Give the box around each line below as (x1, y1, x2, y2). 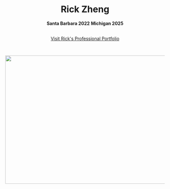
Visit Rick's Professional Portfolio (50, 35, 120, 42)
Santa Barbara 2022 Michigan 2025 (46, 20, 124, 26)
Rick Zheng (60, 4, 110, 15)
